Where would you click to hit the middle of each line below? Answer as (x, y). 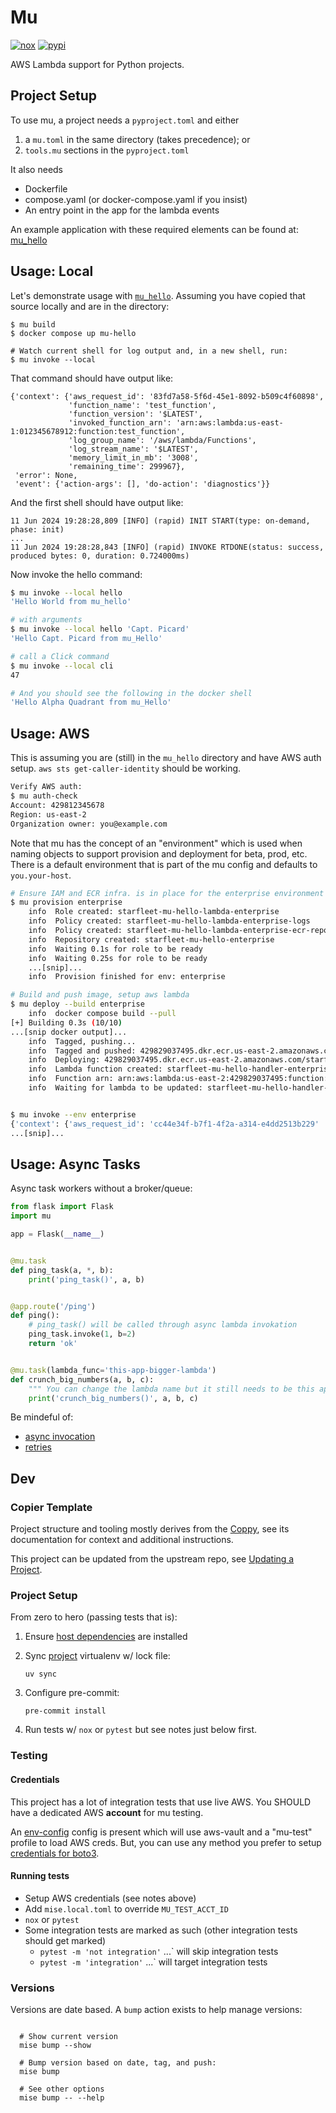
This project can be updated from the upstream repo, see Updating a (152, 1559)
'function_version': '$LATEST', (135, 414)
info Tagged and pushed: (82, 1051)
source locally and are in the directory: (90, 306)
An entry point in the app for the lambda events (122, 210)
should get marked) (65, 1940)
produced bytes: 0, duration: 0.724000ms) (100, 556)
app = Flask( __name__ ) (57, 1234)
